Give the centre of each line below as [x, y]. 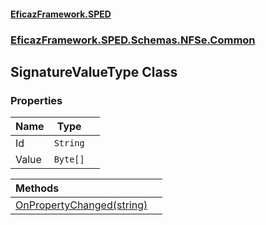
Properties [36, 100]
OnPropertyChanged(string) [81, 205]
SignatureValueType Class [94, 71]
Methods [37, 188]
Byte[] [69, 159]
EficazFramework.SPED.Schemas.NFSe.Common [133, 40]
